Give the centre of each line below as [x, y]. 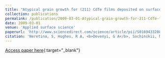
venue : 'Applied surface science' [41, 28]
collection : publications [31, 14]
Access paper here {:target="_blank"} [43, 50]
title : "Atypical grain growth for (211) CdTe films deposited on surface [83, 9]
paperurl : [15, 32]
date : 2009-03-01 [23, 23]
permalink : [16, 18]
